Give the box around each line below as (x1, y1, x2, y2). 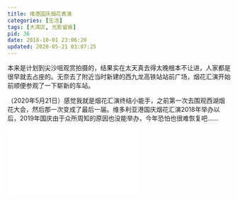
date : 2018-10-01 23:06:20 (7, 37, 87, 44)
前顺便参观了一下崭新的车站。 (7, 81, 94, 89)
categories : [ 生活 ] (7, 17, 63, 24)
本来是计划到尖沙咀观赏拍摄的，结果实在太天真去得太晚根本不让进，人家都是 (7, 64, 231, 71)
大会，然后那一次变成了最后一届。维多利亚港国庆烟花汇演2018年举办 (13, 105, 214, 113)
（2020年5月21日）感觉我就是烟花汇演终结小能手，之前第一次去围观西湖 (7, 96, 220, 105)
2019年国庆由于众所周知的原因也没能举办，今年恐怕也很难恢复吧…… (19, 114, 218, 122)
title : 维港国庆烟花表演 (7, 10, 72, 18)
